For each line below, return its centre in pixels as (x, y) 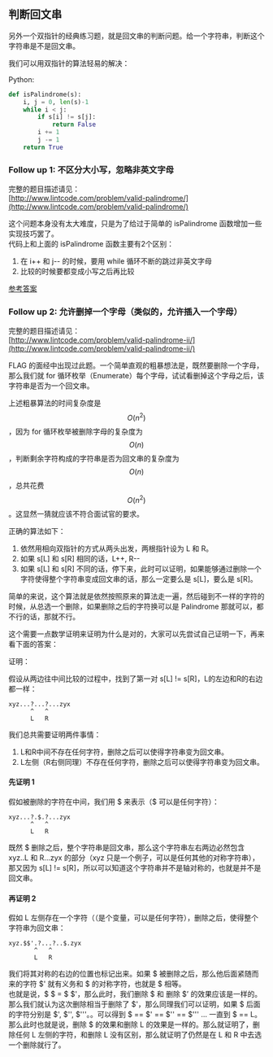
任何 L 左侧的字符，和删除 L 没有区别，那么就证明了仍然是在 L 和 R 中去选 (139, 1035)
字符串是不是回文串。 (44, 46)
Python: (22, 79)
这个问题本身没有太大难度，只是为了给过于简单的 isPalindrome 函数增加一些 (135, 224)
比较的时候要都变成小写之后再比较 (77, 272)
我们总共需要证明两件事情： (55, 734)
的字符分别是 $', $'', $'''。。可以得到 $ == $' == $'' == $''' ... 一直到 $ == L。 (135, 1015)
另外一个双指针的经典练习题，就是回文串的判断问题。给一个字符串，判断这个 (136, 36)
